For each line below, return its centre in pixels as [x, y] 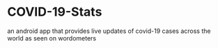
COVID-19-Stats [55, 12]
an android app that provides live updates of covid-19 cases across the [109, 31]
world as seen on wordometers [52, 38]
